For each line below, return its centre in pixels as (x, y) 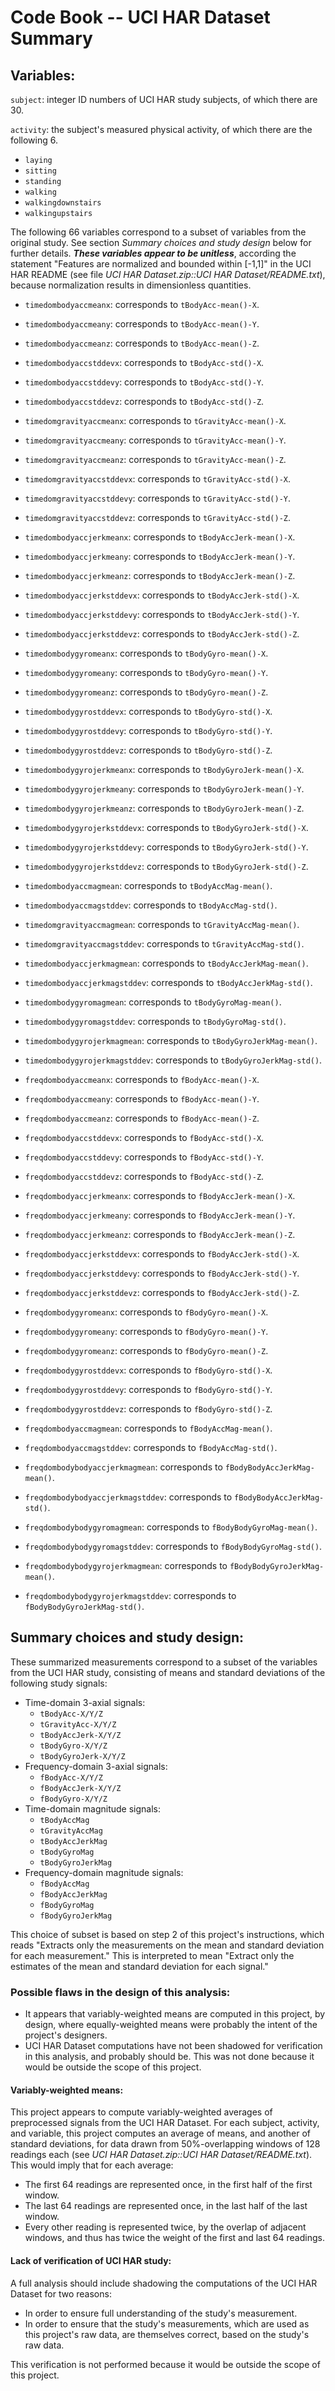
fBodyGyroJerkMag (76, 1916)
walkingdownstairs (63, 203)
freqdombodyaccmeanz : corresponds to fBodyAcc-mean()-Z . (142, 1118)
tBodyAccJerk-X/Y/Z (80, 1735)
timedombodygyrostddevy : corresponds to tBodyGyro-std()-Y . (148, 730)
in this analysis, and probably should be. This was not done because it (169, 2057)
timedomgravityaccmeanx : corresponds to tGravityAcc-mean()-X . (155, 420)
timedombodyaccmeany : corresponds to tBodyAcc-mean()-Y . (142, 324)
